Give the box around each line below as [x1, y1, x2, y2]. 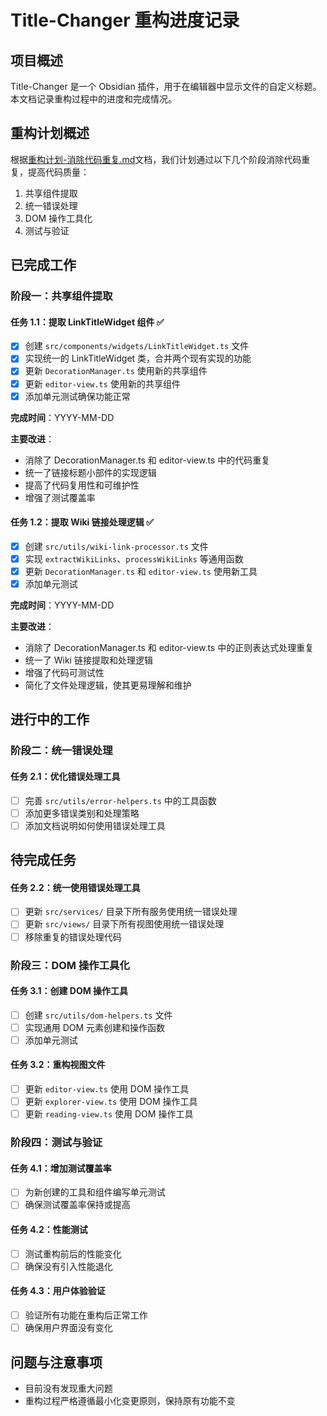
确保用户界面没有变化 [24, 1322, 113, 1334]
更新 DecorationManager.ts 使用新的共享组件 [24, 365, 208, 377]
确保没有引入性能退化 [24, 1260, 113, 1272]
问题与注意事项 [10, 1354, 103, 1371]
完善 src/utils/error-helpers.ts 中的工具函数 [24, 794, 217, 806]
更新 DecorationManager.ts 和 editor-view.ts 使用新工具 [24, 565, 258, 577]
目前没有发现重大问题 [24, 1382, 113, 1394]
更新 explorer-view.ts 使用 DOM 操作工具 [24, 1096, 198, 1108]
